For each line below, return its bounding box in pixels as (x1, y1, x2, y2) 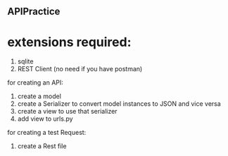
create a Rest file (17, 142, 67, 150)
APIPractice (7, 6, 61, 18)
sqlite (17, 57, 34, 66)
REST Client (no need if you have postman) (17, 65, 143, 73)
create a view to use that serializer (17, 107, 118, 116)
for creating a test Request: (7, 128, 87, 137)
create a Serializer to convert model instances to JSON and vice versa (17, 100, 222, 108)
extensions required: (7, 34, 132, 50)
